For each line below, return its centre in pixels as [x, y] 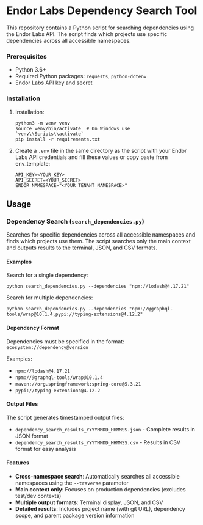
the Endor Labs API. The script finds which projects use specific [87, 34]
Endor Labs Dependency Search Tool [102, 11]
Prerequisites [27, 56]
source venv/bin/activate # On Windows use [73, 128]
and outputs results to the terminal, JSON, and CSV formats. [82, 248]
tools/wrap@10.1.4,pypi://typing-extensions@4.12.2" [75, 314]
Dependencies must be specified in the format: [65, 341]
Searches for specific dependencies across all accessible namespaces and [101, 235]
